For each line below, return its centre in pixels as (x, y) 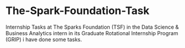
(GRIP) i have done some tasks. (44, 39)
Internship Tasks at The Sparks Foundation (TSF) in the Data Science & (92, 27)
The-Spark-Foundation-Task (77, 11)
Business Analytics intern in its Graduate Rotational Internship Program (92, 33)
